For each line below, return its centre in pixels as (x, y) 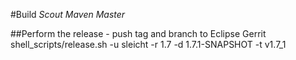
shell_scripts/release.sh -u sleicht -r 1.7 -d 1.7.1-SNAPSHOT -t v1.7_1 (148, 44)
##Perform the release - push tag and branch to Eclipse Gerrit (138, 33)
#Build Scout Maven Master (68, 14)
